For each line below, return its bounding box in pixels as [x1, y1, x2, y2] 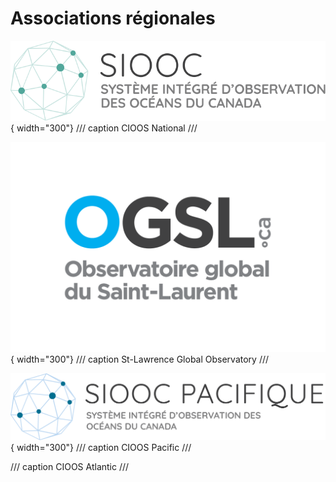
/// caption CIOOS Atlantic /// [10, 461, 130, 473]
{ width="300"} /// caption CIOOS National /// [10, 122, 198, 134]
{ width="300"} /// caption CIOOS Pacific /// [10, 442, 192, 454]
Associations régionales [10, 7, 216, 30]
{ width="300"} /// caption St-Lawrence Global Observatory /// [10, 353, 270, 366]
